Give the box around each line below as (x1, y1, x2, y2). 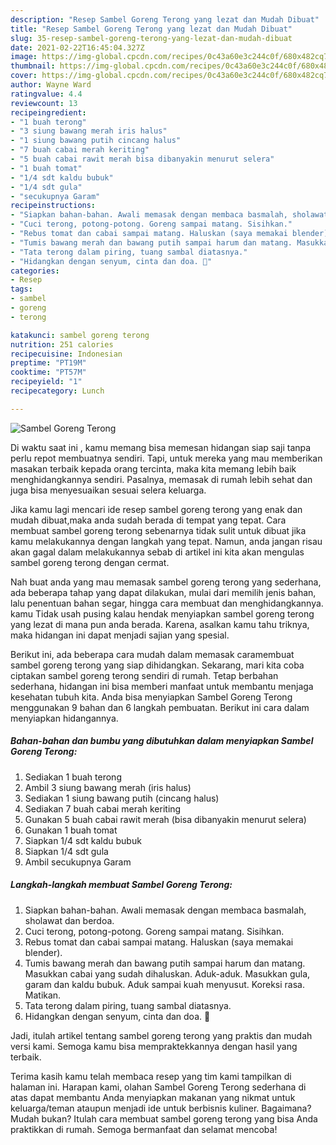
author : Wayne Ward (10, 80, 92, 90)
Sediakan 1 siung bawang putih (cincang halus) (24, 792, 220, 804)
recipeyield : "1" (10, 377, 83, 387)
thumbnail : (10, 61, 56, 71)
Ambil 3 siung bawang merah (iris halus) (24, 781, 192, 793)
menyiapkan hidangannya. (10, 712, 119, 724)
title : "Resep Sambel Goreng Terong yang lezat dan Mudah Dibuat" (10, 24, 293, 34)
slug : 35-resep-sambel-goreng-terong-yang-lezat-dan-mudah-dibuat (10, 33, 293, 43)
